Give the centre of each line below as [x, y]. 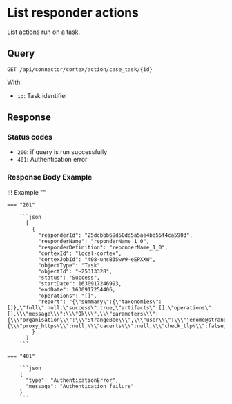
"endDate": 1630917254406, [77, 289]
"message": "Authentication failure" [80, 386]
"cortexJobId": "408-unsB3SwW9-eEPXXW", [97, 259]
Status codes [30, 137]
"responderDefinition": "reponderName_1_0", [103, 247]
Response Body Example [50, 177]
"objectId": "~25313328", [75, 271]
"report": [52, 302]
